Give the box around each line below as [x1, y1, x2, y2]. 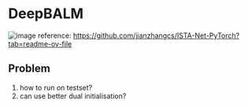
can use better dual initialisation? [19, 91, 127, 101]
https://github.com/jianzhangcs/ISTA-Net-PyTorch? [72, 31, 240, 40]
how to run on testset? [19, 83, 93, 92]
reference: [38, 31, 72, 40]
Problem [8, 62, 51, 76]
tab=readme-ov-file [8, 39, 72, 48]
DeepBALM [8, 5, 84, 23]
